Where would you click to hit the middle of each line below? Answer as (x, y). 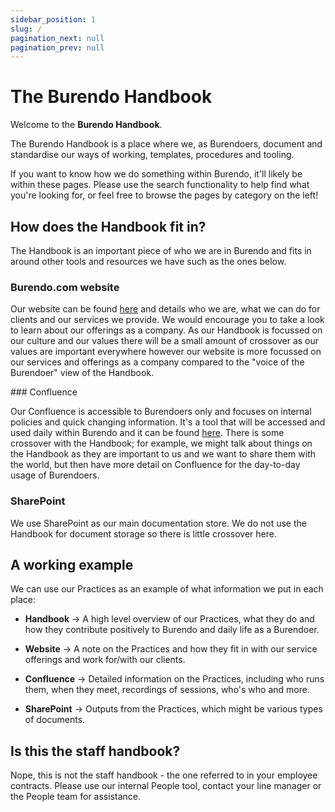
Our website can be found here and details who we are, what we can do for (165, 309)
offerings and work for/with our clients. (105, 660)
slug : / (26, 29)
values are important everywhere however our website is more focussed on (166, 352)
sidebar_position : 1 (53, 19)
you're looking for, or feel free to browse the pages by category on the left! (164, 195)
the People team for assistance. (76, 797)
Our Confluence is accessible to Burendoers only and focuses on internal (161, 412)
